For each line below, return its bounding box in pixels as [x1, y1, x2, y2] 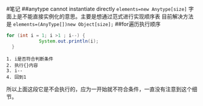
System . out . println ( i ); [38, 38, 99, 44]
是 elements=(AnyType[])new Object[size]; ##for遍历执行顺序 [6, 21, 161, 27]
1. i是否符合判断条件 [6, 56, 53, 62]
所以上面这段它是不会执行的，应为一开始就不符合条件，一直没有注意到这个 [6, 85, 192, 93]
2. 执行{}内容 [6, 62, 38, 68]
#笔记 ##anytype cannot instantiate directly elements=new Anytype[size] [6, 5, 187, 12]
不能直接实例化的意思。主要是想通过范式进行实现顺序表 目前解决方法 [22, 13, 194, 20]
